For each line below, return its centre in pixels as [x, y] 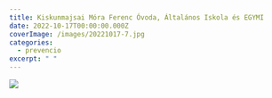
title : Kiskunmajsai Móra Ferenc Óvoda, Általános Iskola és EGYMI [137, 17]
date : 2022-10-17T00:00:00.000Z [69, 26]
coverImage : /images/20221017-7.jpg [77, 34]
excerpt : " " [33, 59]
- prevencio [40, 51]
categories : [31, 42]
